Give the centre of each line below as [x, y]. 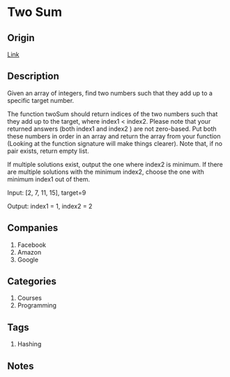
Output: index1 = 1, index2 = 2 [50, 206]
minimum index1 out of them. [49, 179]
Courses [29, 298]
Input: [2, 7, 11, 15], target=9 [47, 193]
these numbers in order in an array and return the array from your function [114, 136]
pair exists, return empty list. [48, 151]
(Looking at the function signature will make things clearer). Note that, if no [115, 143]
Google [28, 259]
